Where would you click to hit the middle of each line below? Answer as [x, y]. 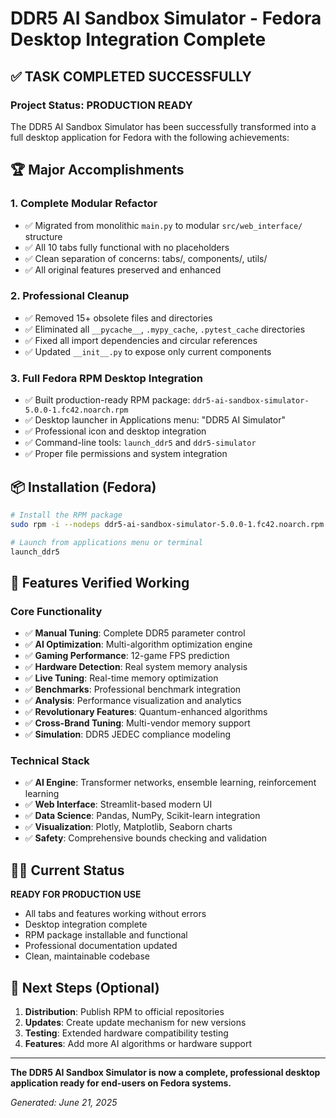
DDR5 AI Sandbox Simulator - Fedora [166, 18]
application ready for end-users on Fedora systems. [121, 1083]
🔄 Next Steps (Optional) [85, 987]
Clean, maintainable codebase [87, 956]
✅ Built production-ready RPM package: [107, 400]
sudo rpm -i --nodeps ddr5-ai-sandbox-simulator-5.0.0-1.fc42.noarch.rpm [167, 524]
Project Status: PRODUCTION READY [101, 105]
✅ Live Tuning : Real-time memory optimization [121, 678]
